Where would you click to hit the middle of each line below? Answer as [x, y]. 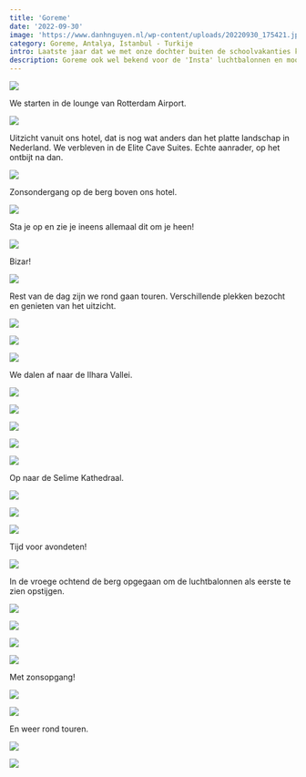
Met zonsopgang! [42, 677]
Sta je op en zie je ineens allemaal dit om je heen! [102, 227]
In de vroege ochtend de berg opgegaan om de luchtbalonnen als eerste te [150, 581]
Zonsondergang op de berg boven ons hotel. [93, 192]
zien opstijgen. [37, 591]
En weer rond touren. [49, 729]
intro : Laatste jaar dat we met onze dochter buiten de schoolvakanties [150, 52]
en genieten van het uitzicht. [63, 306]
